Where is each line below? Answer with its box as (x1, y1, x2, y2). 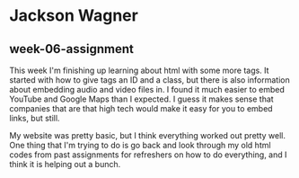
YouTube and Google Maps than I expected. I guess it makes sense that (9, 93, 274, 104)
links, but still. (9, 113, 60, 123)
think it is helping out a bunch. (9, 159, 121, 169)
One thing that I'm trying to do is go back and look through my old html (9, 140, 271, 150)
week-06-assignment (9, 41, 135, 57)
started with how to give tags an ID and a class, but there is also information (9, 75, 290, 85)
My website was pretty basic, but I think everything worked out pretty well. (9, 130, 286, 140)
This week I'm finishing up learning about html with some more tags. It (9, 65, 269, 76)
